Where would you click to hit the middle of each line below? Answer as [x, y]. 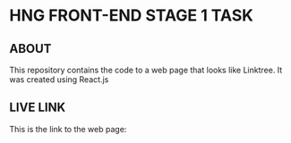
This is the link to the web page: [68, 129]
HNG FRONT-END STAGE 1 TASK [131, 16]
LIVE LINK [38, 108]
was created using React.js [59, 80]
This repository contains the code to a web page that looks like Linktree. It [146, 70]
